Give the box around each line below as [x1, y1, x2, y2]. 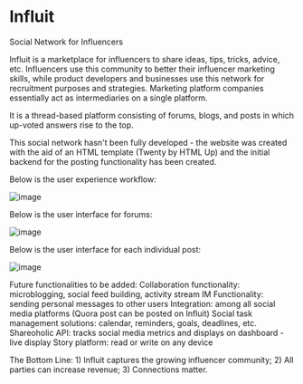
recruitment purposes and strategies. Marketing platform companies [9, 82, 264, 93]
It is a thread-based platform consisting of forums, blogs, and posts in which [9, 110, 295, 120]
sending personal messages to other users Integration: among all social [9, 298, 276, 309]
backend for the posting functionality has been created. [9, 156, 217, 167]
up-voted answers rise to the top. [9, 120, 134, 130]
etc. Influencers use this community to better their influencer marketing [9, 63, 276, 74]
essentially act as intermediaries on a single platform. [9, 92, 208, 103]
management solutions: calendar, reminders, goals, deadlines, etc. [9, 317, 258, 328]
